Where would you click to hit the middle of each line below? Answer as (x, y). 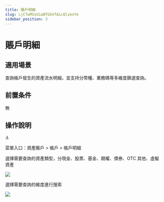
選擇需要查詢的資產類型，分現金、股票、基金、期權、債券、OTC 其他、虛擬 (82, 158)
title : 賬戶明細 (20, 10)
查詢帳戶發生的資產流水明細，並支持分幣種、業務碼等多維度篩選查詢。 (77, 78)
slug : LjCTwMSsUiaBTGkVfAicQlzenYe (42, 14)
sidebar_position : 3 (27, 19)
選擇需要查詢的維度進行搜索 (34, 184)
